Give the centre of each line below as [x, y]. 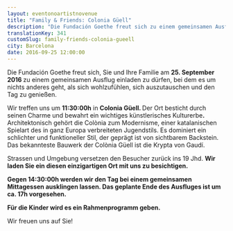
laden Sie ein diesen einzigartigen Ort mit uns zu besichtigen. [98, 166]
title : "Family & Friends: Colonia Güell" [69, 20]
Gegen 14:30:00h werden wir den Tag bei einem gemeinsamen [100, 179]
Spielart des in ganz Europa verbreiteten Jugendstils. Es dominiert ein [107, 130]
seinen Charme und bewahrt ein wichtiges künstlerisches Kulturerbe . [106, 115]
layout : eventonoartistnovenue [52, 14]
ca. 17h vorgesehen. [37, 194]
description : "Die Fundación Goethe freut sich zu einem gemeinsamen [110, 26]
